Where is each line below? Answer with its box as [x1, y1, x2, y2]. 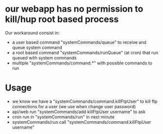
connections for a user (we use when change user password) [12, 103, 136, 109]
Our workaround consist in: [5, 30, 60, 36]
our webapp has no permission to [5, 3, 143, 15]
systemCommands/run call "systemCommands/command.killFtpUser [12, 119, 151, 125]
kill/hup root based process [5, 14, 119, 25]
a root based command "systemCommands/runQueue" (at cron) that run [12, 50, 159, 56]
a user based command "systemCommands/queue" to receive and [12, 39, 146, 45]
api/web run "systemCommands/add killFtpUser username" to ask [12, 109, 145, 115]
